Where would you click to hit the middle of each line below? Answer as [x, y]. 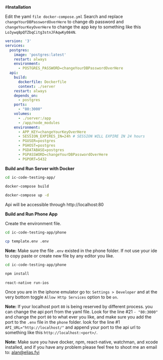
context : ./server [37, 86]
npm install [17, 274]
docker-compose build [27, 186]
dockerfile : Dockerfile [42, 82]
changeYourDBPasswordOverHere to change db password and [64, 22]
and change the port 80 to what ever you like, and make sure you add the [78, 317]
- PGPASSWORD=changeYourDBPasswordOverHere [63, 154]
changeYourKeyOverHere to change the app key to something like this [73, 27]
